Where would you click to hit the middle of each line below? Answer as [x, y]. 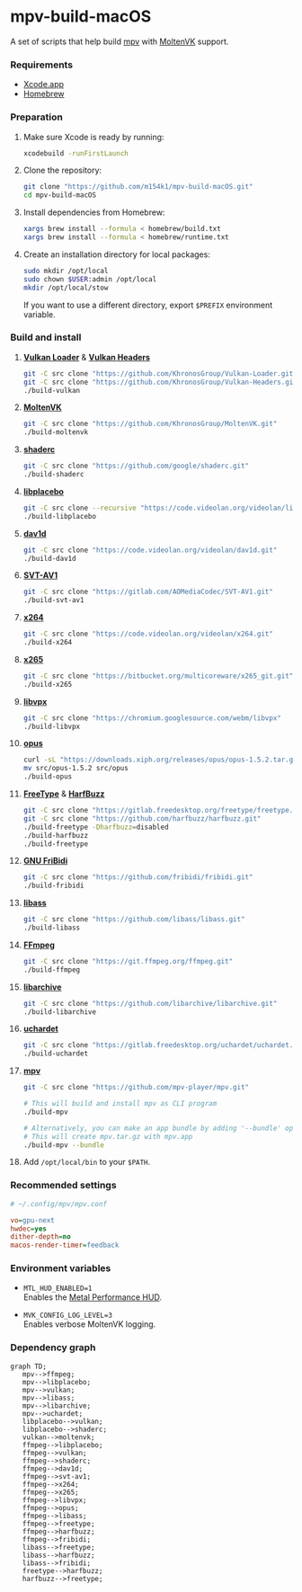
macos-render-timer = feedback [65, 1245]
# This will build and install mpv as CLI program [120, 1104]
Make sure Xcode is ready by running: [93, 137]
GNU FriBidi [45, 861]
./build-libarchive [60, 1012]
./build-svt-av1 [53, 600]
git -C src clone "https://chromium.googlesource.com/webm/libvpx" [152, 718]
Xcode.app [44, 84]
